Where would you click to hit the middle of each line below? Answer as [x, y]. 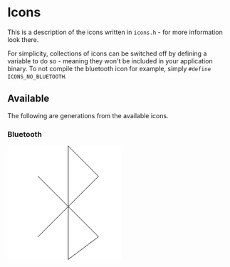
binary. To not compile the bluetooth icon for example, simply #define [109, 68]
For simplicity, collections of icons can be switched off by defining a [107, 53]
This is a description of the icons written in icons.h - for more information [115, 32]
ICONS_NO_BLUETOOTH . [37, 76]
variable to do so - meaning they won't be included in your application [110, 61]
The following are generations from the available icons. [88, 115]
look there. [23, 39]
